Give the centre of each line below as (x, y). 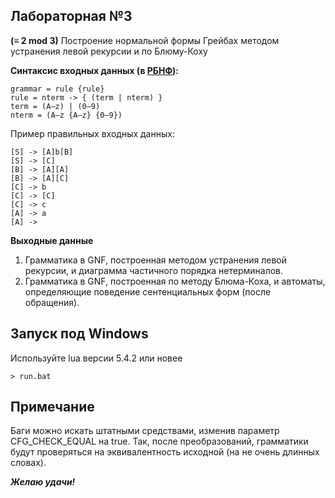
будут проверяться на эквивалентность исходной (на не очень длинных (165, 452)
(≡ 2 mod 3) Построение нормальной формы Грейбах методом (145, 40)
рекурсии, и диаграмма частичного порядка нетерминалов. (154, 270)
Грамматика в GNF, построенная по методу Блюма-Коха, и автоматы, (175, 281)
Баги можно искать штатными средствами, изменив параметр (145, 431)
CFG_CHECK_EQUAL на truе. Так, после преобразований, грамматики (159, 441)
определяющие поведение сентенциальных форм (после (148, 291)
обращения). (52, 302)
